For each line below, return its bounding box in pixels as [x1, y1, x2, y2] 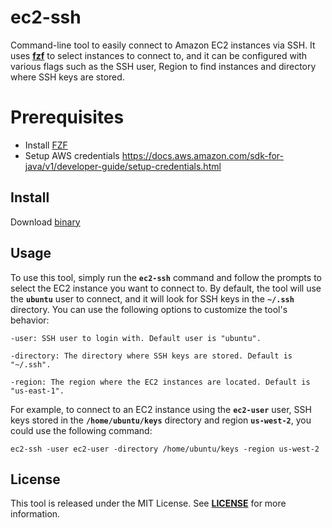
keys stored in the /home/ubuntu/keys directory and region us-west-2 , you [10, 414, 312, 426]
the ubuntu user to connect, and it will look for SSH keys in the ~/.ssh [10, 292, 295, 305]
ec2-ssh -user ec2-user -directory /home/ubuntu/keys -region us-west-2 [10, 444, 320, 454]
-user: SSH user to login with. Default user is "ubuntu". [10, 333, 262, 343]
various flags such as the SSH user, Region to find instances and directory [10, 60, 317, 72]
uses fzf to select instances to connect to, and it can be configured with [10, 49, 308, 61]
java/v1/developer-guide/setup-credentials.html [24, 160, 222, 172]
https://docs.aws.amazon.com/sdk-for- [121, 149, 284, 161]
